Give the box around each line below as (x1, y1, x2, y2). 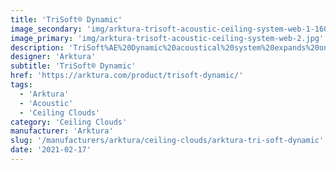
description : (10, 42, 65, 53)
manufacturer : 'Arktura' (10, 126, 114, 136)
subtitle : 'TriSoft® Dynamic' (10, 61, 137, 71)
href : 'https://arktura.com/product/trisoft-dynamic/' (10, 71, 244, 81)
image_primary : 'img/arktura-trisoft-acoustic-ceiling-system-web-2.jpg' (10, 33, 325, 43)
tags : (10, 80, 33, 90)
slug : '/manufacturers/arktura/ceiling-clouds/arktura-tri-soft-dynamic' (10, 136, 325, 146)
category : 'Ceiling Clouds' (10, 117, 128, 127)
